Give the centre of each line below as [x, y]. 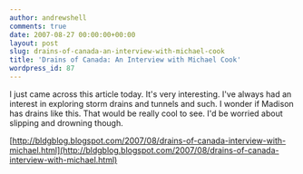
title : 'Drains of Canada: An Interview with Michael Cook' [126, 60]
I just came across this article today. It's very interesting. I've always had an [151, 94]
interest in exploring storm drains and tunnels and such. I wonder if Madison [152, 103]
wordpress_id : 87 [42, 69]
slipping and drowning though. [67, 122]
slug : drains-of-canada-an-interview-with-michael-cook [117, 52]
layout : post [34, 43]
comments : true [38, 26]
